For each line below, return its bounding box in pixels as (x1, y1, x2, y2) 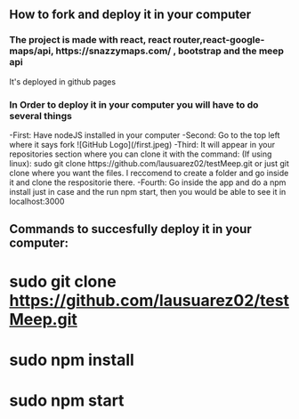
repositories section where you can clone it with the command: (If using (9, 149, 272, 159)
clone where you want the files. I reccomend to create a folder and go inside (9, 167, 289, 178)
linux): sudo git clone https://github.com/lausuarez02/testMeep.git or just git (9, 157, 289, 168)
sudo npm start (9, 391, 125, 410)
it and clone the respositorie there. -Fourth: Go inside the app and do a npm (9, 177, 287, 188)
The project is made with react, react (9, 34, 172, 46)
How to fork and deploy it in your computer (9, 7, 252, 22)
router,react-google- (173, 34, 265, 46)
